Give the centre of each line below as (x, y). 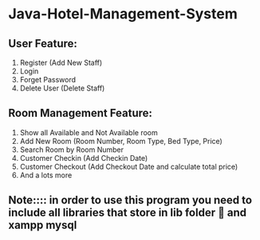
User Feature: (43, 44)
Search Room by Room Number (71, 150)
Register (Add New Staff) (61, 62)
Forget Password (47, 80)
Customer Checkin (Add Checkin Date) (84, 158)
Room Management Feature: (81, 113)
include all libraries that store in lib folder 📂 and (128, 213)
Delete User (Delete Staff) (62, 88)
